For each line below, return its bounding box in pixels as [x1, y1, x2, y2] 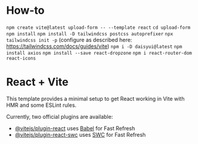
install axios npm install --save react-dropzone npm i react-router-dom [6, 50, 192, 56]
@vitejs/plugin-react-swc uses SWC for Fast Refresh [14, 131, 146, 138]
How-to [6, 4, 45, 17]
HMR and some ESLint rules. [6, 101, 77, 109]
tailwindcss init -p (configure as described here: [6, 36, 133, 43]
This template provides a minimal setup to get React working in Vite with [6, 95, 185, 102]
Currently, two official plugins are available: [6, 113, 113, 120]
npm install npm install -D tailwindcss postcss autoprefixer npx [6, 31, 173, 37]
